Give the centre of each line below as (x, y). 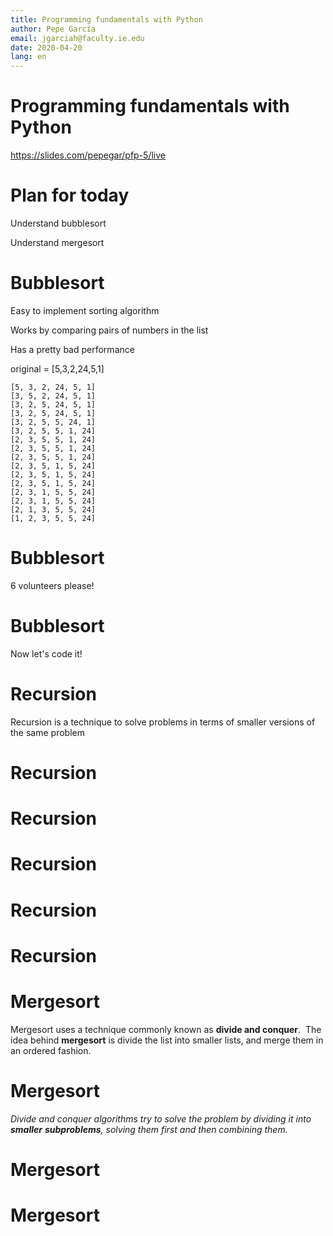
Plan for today (70, 195)
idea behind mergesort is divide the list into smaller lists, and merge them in (167, 1040)
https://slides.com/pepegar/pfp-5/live (88, 155)
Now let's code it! (46, 653)
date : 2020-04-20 (46, 47)
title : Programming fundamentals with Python (106, 19)
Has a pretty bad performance (72, 349)
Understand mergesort (57, 242)
